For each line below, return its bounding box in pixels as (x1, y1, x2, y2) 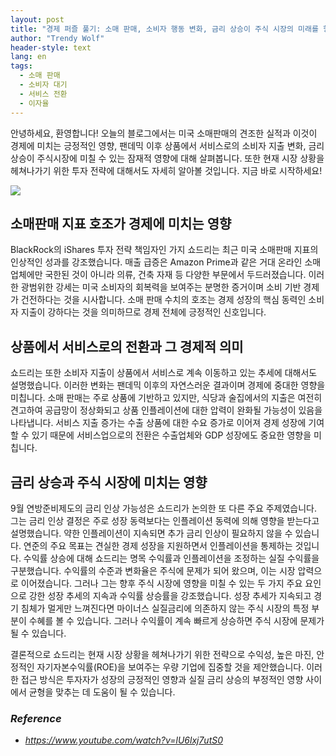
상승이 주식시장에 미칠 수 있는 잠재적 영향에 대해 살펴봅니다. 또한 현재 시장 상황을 (10, 152, 325, 164)
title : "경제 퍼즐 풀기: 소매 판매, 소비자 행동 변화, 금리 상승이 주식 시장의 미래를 (10, 24, 319, 34)
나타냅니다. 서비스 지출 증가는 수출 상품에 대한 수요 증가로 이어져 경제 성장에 (10, 417, 307, 429)
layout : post (10, 14, 65, 25)
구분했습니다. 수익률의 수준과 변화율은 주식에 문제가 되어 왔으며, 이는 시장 (10, 564, 296, 576)
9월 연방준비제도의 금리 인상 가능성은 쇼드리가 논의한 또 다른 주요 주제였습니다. (10, 502, 318, 514)
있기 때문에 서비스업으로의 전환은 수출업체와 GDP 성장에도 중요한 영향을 (31, 429, 312, 441)
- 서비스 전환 (19, 89, 68, 99)
